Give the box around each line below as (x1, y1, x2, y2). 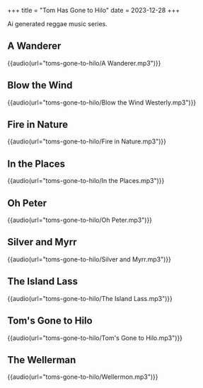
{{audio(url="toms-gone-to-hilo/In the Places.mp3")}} (7, 177, 165, 185)
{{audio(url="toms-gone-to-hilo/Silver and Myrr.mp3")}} (7, 254, 172, 264)
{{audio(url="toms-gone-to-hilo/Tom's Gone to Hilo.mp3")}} (7, 334, 182, 342)
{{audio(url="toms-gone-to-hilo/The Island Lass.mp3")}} (7, 294, 173, 302)
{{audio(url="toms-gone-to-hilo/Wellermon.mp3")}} (7, 372, 158, 381)
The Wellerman (7, 353, 76, 366)
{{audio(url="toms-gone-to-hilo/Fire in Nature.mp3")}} (7, 137, 166, 146)
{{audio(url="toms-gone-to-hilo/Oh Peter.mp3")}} (7, 216, 153, 225)
